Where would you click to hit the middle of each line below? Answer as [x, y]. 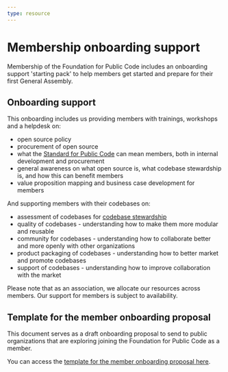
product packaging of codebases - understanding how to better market [118, 253]
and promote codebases [52, 260]
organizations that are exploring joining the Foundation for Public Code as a [114, 341]
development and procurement [61, 161]
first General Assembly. [40, 81]
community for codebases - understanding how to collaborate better [114, 239]
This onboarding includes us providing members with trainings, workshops [112, 119]
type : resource [29, 13]
